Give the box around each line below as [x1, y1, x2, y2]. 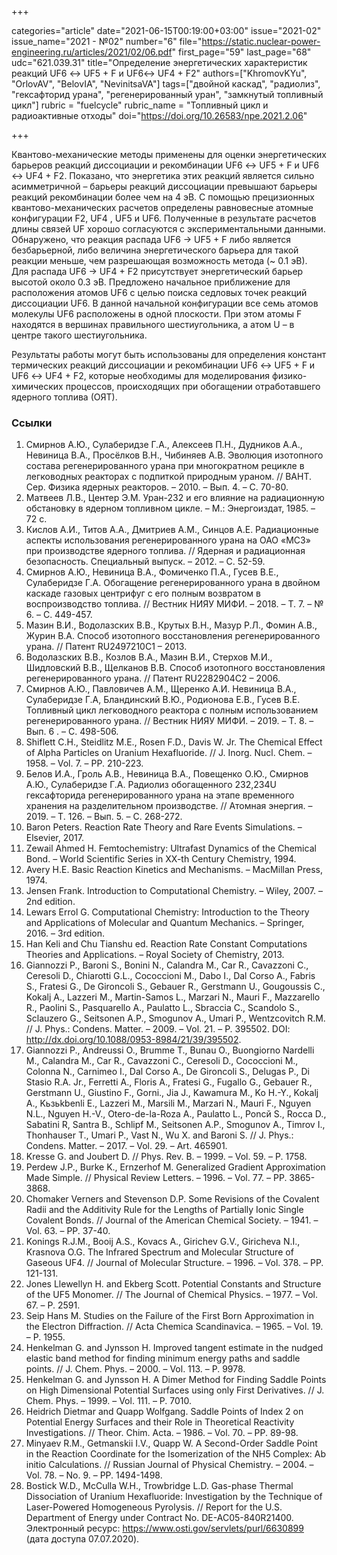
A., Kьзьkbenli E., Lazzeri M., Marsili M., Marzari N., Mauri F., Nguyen [25, 1097, 312, 1110]
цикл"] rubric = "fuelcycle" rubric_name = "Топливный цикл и [11, 99, 269, 111]
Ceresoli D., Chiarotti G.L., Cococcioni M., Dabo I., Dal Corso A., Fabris [25, 970, 316, 982]
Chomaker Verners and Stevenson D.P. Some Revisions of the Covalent [25, 1193, 320, 1205]
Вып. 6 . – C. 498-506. [25, 726, 119, 738]
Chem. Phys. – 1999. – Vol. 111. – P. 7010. [25, 1395, 193, 1407]
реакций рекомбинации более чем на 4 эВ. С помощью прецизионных [11, 191, 315, 203]
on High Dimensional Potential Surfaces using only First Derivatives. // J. [25, 1384, 325, 1396]
